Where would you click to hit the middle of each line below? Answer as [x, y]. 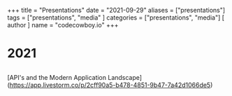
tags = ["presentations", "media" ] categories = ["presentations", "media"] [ [116, 18]
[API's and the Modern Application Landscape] [74, 77]
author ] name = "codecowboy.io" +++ [63, 25]
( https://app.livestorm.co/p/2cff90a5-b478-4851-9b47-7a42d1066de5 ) [110, 85]
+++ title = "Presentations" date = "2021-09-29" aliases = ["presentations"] [116, 10]
